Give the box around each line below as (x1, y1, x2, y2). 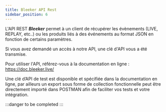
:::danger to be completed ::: (5, 101, 64, 107)
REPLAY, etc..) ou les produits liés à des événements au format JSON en (5, 31, 154, 37)
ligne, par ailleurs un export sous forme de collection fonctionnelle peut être (5, 81, 161, 87)
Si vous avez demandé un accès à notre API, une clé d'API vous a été (5, 46, 148, 52)
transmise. (5, 51, 27, 57)
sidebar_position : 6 (5, 12, 48, 17)
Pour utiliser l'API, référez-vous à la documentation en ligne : (5, 61, 130, 67)
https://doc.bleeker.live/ (5, 66, 54, 72)
